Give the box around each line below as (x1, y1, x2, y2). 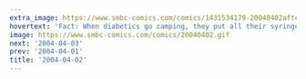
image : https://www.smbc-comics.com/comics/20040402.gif (9, 30, 230, 39)
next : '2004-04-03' (9, 38, 84, 48)
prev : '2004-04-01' (9, 47, 84, 56)
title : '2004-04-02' (9, 55, 88, 64)
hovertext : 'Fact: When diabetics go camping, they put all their (9, 22, 267, 31)
